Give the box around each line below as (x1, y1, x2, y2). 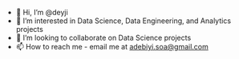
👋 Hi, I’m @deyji (15, 8, 68, 17)
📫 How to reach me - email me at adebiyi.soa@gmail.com (15, 42, 209, 51)
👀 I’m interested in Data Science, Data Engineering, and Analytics (15, 16, 231, 26)
